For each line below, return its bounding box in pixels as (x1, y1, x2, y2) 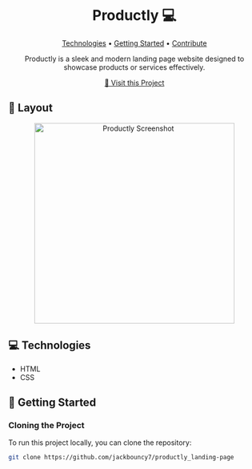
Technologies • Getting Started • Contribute (62, 38, 207, 48)
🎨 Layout (8, 101, 54, 115)
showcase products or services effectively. (63, 62, 206, 72)
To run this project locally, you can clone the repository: (8, 438, 192, 447)
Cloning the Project (8, 419, 86, 431)
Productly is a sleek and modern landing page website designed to (24, 54, 245, 63)
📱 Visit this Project (104, 78, 165, 87)
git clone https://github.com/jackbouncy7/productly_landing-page (8, 454, 234, 462)
